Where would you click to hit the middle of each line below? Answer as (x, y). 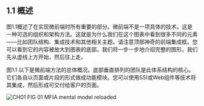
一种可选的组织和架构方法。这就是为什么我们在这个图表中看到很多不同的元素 (102, 34)
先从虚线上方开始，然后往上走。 (46, 57)
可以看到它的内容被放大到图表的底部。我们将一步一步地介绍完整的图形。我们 (102, 49)
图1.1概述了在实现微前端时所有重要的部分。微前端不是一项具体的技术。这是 (100, 27)
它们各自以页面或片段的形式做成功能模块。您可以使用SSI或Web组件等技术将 (101, 77)
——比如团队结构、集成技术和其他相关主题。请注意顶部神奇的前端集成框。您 (102, 42)
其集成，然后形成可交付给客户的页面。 (54, 85)
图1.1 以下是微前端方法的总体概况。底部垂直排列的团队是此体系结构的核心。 (100, 70)
